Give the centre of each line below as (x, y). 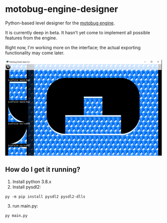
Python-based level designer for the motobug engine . (60, 23)
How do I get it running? (43, 169)
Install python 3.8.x (32, 181)
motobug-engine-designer (62, 9)
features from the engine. (31, 38)
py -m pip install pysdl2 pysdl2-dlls (45, 197)
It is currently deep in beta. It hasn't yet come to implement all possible (78, 32)
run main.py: (25, 206)
